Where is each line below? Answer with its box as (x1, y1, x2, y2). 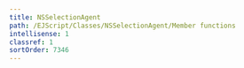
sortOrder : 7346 (9, 46, 69, 55)
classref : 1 (9, 37, 53, 47)
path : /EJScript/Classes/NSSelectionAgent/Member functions (9, 21, 237, 30)
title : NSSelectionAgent (9, 12, 101, 22)
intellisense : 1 (9, 29, 69, 38)
